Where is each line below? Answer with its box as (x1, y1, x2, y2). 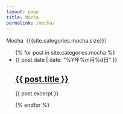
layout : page (6, 8, 39, 15)
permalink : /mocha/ (6, 20, 55, 26)
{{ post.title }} (14, 74, 69, 84)
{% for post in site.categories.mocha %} (14, 49, 116, 56)
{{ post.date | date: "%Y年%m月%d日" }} (14, 56, 118, 64)
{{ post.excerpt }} (14, 90, 59, 97)
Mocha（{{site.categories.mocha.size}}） (6, 37, 110, 44)
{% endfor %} (14, 101, 50, 109)
